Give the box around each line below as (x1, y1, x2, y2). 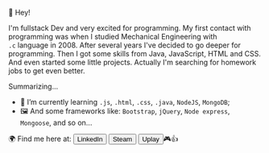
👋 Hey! (8, 8, 31, 17)
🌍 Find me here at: (8, 134, 72, 143)
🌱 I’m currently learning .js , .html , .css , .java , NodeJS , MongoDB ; (19, 97, 230, 106)
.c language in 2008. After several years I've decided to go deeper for (8, 40, 242, 50)
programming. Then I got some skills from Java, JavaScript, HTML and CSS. (8, 49, 262, 58)
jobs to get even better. (8, 66, 85, 76)
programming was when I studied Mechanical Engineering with (8, 32, 217, 41)
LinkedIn (77, 135, 103, 143)
